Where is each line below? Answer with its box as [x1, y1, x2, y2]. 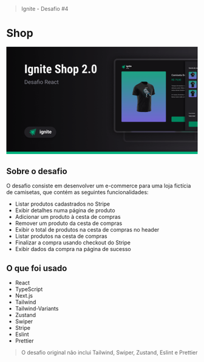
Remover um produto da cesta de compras [15, 220, 123, 227]
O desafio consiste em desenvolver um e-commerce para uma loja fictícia [6, 182, 191, 190]
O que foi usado [6, 263, 67, 273]
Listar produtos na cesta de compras [15, 233, 107, 240]
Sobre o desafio [6, 166, 68, 176]
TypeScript [15, 286, 43, 293]
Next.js [15, 292, 33, 300]
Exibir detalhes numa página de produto [15, 207, 115, 214]
